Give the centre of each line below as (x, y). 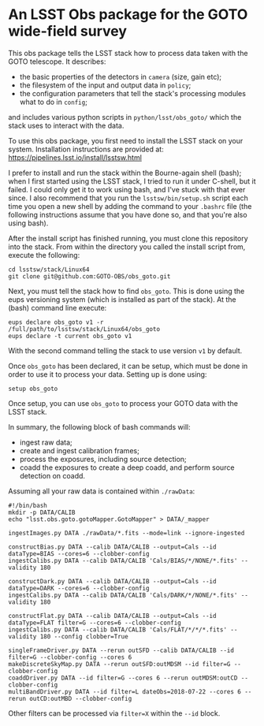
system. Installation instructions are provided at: (86, 149)
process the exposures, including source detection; (103, 459)
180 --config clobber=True (84, 636)
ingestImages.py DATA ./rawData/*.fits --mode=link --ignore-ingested (126, 533)
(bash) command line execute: (58, 307)
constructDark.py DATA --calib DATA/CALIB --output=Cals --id (112, 581)
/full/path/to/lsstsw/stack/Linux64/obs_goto (84, 329)
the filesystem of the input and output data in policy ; (105, 85)
